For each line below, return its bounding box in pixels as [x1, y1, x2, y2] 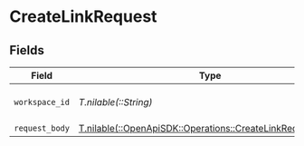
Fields [9, 43, 45, 58]
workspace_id [14, 97, 71, 107]
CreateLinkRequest [9, 6, 157, 27]
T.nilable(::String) [78, 96, 153, 108]
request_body [14, 123, 71, 133]
